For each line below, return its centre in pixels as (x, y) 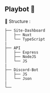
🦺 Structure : (18, 21)
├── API (13, 48)
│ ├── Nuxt (18, 35)
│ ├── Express (21, 52)
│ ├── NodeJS (20, 56)
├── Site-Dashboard (25, 30)
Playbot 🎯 (20, 9)
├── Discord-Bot (21, 70)
